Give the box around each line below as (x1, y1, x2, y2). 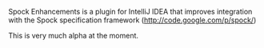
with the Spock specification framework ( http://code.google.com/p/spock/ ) (8, 15, 257, 25)
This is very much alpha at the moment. (8, 31, 138, 40)
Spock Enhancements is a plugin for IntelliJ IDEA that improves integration (8, 7, 253, 16)
